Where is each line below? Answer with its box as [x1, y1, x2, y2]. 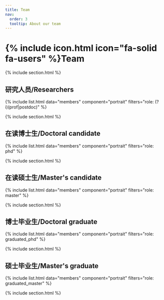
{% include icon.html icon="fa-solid [5, 43, 157, 54]
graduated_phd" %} [5, 236, 46, 242]
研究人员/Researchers [5, 85, 74, 94]
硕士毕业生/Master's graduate [5, 262, 99, 270]
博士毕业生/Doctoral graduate [5, 217, 98, 226]
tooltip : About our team [9, 21, 61, 26]
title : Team [5, 7, 30, 12]
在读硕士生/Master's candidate [5, 174, 102, 182]
